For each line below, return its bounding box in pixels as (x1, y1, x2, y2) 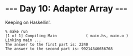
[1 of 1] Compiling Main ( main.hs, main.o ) (5, 33, 128, 38)
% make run (5, 29, 28, 34)
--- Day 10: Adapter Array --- (5, 3, 127, 14)
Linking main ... (5, 38, 41, 43)
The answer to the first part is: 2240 (5, 42, 88, 47)
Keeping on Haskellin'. (5, 19, 51, 25)
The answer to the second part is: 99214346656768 (5, 46, 113, 51)
